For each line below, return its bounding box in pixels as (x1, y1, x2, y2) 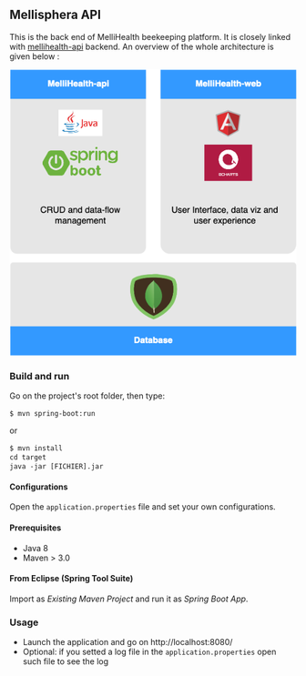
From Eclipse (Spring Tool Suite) (9, 573, 134, 584)
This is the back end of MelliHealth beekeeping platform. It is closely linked (9, 31, 291, 42)
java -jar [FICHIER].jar (9, 462, 104, 471)
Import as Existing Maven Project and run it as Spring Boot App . (9, 593, 249, 604)
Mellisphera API (9, 7, 102, 23)
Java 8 (22, 542, 48, 553)
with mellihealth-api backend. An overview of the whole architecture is (9, 41, 275, 52)
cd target (9, 453, 47, 462)
